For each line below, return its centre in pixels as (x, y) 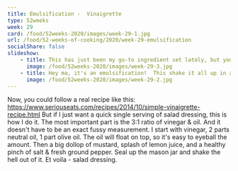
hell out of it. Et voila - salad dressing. (62, 160)
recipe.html (24, 114)
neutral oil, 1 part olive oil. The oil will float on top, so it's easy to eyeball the (117, 137)
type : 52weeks (28, 20)
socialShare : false (36, 47)
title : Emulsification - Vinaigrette (64, 14)
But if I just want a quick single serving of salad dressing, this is (134, 114)
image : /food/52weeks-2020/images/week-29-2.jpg (99, 79)
